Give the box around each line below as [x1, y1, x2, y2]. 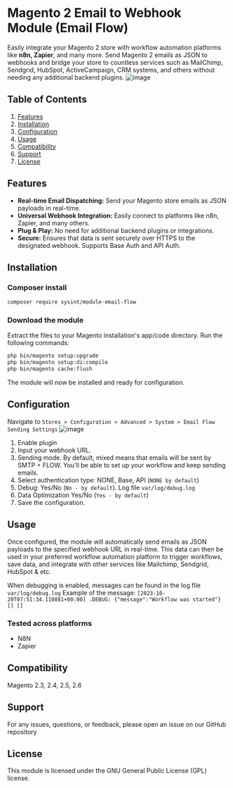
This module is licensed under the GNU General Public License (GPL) [7, 766, 207, 775]
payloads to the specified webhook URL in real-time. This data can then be [7, 544, 224, 554]
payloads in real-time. [17, 204, 81, 212]
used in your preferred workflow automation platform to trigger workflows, [7, 552, 222, 561]
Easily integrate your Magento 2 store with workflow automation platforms [7, 43, 222, 51]
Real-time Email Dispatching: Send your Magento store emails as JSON [17, 196, 227, 205]
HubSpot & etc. [7, 567, 51, 575]
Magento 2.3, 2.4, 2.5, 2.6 [7, 681, 82, 689]
